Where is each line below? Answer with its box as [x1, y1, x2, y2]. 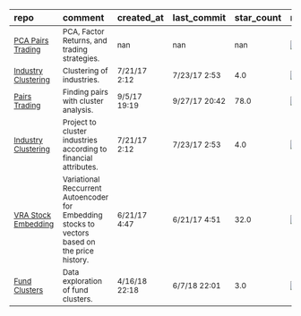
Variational [62, 175, 100, 184]
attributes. [62, 162, 99, 172]
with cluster [62, 96, 104, 106]
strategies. [62, 54, 100, 64]
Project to [62, 117, 97, 127]
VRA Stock [13, 210, 52, 220]
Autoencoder [62, 192, 109, 202]
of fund [62, 286, 89, 295]
